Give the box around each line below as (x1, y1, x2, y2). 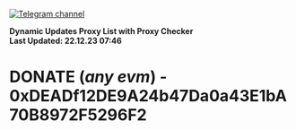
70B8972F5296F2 (9, 105, 147, 126)
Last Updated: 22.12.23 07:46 (9, 36, 123, 46)
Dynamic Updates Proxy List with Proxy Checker (9, 26, 194, 36)
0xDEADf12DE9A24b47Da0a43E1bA (9, 86, 287, 107)
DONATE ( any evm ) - (9, 67, 168, 87)
